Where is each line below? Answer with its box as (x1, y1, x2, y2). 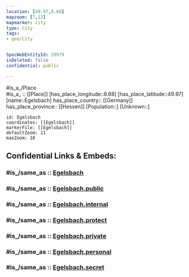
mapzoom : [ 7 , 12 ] (6, 14, 46, 20)
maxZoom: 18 (6, 135, 35, 141)
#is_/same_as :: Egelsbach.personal (6, 248, 112, 256)
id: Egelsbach (6, 114, 41, 120)
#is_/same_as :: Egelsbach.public (6, 184, 104, 192)
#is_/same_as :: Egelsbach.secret (6, 263, 105, 272)
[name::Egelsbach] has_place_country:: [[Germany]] (6, 97, 133, 104)
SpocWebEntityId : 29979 (6, 52, 65, 58)
